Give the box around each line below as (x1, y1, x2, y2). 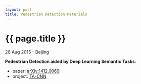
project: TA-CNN (12, 73, 47, 79)
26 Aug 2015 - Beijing (5, 49, 49, 55)
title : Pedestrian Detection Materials (5, 12, 88, 17)
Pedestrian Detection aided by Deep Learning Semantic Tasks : (5, 58, 136, 64)
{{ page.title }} (5, 33, 66, 44)
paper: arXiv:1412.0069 (12, 68, 60, 74)
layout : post (5, 7, 32, 12)
